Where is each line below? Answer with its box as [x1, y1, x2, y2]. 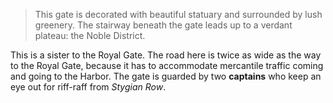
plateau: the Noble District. [34, 30, 146, 41]
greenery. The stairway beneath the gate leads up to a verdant [34, 19, 293, 31]
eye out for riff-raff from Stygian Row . [10, 81, 167, 93]
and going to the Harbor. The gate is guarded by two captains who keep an [10, 70, 322, 82]
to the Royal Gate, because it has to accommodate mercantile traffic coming [10, 60, 324, 71]
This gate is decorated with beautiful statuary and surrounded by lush [34, 9, 323, 20]
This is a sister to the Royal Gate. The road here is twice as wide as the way [10, 49, 322, 61]
